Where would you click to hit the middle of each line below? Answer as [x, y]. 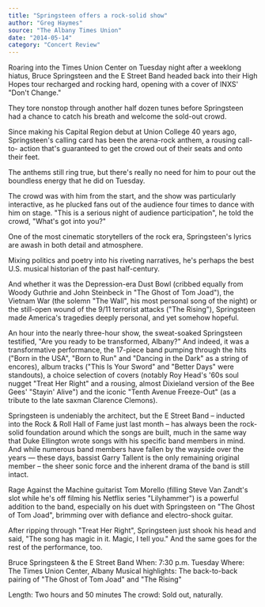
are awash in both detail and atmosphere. [76, 245]
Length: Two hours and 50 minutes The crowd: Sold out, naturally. [115, 595]
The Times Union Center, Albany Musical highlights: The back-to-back [123, 571]
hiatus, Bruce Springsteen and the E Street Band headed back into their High [133, 76]
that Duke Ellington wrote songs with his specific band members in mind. [127, 441]
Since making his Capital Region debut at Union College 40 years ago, [123, 132]
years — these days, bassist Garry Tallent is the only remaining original [124, 458]
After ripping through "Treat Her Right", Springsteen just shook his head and [132, 530]
